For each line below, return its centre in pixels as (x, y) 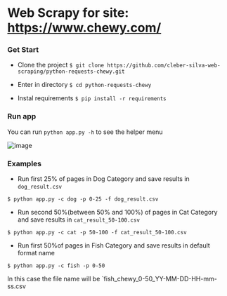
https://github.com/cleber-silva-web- (164, 66)
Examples (25, 163)
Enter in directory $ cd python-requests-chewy (84, 85)
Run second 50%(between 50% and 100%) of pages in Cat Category (117, 213)
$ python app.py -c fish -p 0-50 (56, 266)
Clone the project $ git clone (60, 65)
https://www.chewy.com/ (84, 28)
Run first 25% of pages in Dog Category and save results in (103, 179)
